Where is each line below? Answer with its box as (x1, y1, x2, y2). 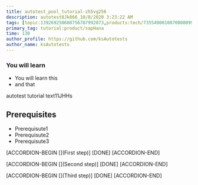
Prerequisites (6, 109, 57, 119)
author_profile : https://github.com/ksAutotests (6, 36, 128, 42)
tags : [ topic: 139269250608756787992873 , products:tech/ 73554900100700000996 (6, 20, 196, 25)
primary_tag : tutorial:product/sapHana (6, 25, 104, 31)
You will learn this (14, 74, 58, 82)
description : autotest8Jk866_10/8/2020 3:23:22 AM (6, 14, 133, 20)
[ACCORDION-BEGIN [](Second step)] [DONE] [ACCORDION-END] (6, 160, 168, 167)
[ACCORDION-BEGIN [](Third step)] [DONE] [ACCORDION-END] (6, 172, 162, 179)
